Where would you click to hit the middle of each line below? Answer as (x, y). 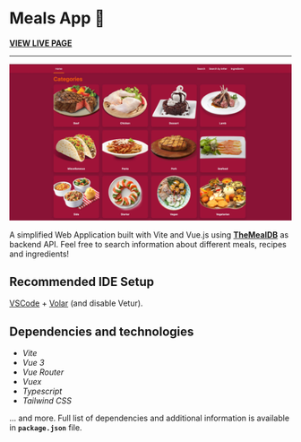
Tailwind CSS (47, 401)
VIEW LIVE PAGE (41, 43)
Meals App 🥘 (57, 18)
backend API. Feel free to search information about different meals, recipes (148, 244)
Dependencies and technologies (102, 331)
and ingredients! (39, 254)
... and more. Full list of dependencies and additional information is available (149, 418)
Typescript (42, 391)
